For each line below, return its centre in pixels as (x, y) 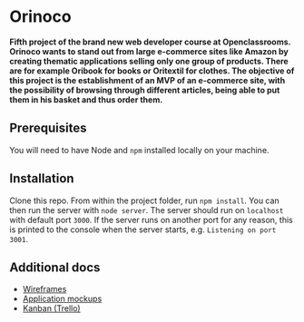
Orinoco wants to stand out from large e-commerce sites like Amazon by (149, 51)
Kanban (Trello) (51, 308)
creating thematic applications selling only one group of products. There (149, 61)
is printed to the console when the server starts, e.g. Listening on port (143, 229)
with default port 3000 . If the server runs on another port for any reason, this (151, 220)
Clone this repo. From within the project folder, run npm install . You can (144, 200)
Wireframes (44, 289)
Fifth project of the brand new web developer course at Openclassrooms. (150, 42)
